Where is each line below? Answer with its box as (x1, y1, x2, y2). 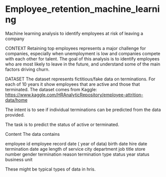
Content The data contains (5, 131, 60, 137)
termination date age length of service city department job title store (5, 146, 146, 152)
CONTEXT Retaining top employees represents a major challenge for (5, 45, 146, 51)
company (5, 36, 25, 42)
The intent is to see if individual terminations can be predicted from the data (5, 107, 161, 113)
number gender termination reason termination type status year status (5, 151, 150, 157)
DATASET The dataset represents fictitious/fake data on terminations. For (5, 76, 156, 82)
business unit (5, 156, 33, 162)
